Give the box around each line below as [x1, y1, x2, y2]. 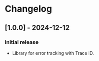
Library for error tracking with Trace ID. [12, 50, 94, 56]
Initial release [5, 39, 39, 46]
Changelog [5, 3, 52, 15]
